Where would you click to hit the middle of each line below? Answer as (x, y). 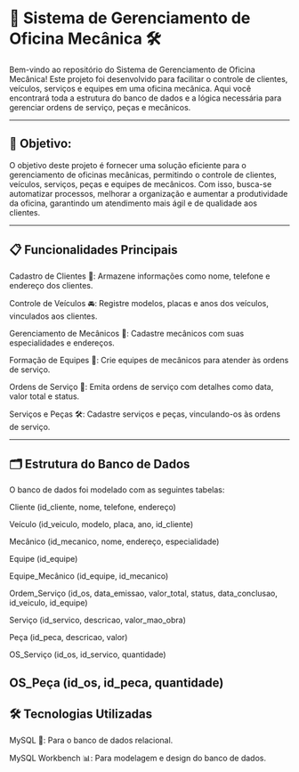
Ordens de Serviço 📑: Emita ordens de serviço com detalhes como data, (141, 386)
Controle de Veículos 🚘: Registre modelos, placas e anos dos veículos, (139, 303)
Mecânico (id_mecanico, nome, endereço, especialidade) (114, 541)
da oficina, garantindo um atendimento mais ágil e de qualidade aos (133, 203)
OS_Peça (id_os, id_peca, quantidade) (117, 683)
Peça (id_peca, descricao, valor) (69, 638)
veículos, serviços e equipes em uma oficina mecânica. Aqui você (130, 88)
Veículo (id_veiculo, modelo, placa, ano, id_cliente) (101, 524)
